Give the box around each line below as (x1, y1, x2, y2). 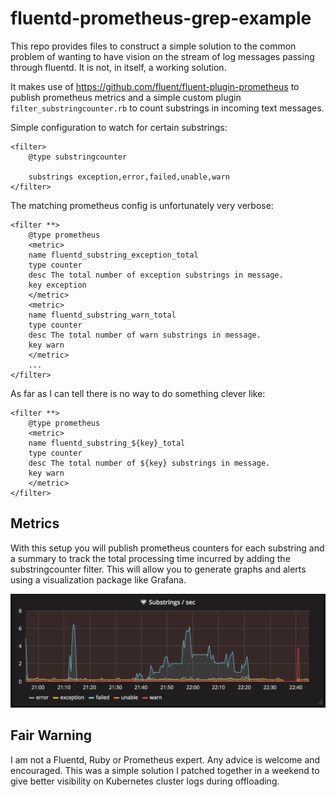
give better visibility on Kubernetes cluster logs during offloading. (10, 775, 280, 787)
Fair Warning (10, 727, 92, 744)
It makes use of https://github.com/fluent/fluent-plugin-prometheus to (10, 80, 300, 92)
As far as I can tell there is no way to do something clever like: (10, 387, 266, 399)
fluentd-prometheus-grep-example (10, 7, 312, 30)
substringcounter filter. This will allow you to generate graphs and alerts (10, 563, 307, 575)
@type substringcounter (28, 152, 128, 162)
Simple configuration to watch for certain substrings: (10, 121, 228, 133)
